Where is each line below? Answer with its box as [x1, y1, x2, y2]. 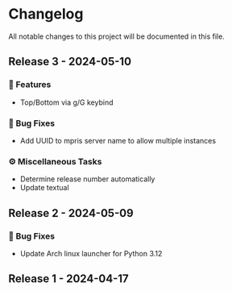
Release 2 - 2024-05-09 [8, 206, 135, 220]
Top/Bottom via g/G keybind [19, 98, 114, 107]
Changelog [8, 5, 84, 23]
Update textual [19, 183, 70, 193]
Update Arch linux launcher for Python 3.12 [19, 248, 163, 258]
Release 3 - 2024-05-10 [8, 55, 131, 69]
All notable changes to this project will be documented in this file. [8, 31, 226, 41]
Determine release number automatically [19, 174, 155, 184]
